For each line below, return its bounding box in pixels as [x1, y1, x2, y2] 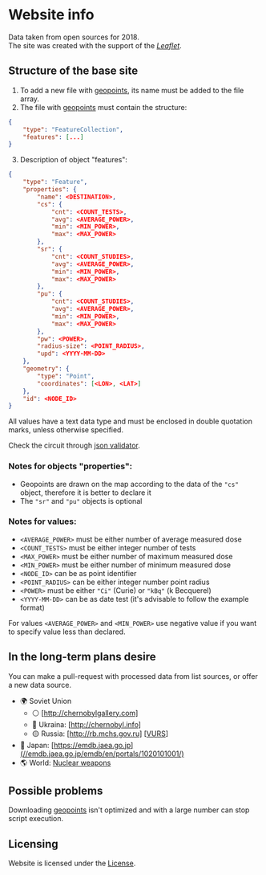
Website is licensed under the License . [8, 858, 136, 869]
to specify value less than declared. [8, 627, 126, 636]
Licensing [8, 837, 58, 851]
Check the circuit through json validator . [8, 440, 140, 451]
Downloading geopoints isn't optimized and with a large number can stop [8, 805, 250, 815]
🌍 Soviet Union [19, 696, 72, 705]
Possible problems [8, 784, 103, 798]
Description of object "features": [19, 155, 128, 165]
